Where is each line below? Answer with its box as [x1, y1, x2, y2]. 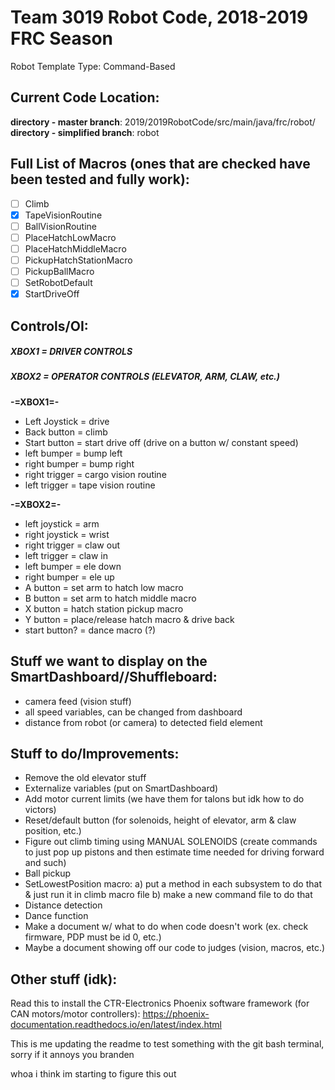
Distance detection [24, 899, 103, 911]
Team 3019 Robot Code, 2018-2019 [10, 6, 309, 29]
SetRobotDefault [24, 277, 93, 288]
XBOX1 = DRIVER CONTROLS [10, 346, 133, 358]
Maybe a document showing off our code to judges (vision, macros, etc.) [24, 942, 326, 954]
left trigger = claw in [24, 549, 108, 561]
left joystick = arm [24, 517, 100, 530]
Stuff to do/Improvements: [10, 746, 180, 763]
